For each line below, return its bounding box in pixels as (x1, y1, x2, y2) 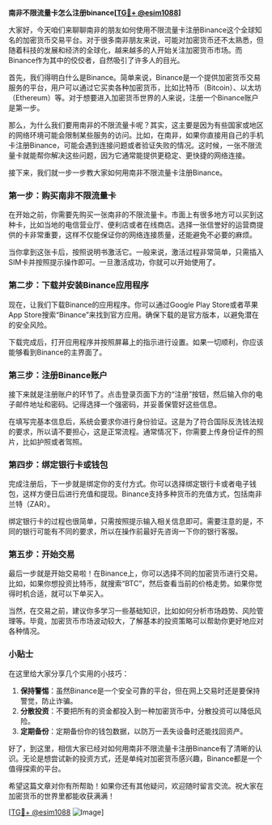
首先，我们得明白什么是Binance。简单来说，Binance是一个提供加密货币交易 (8, 73, 261, 82)
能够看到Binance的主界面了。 (8, 347, 107, 357)
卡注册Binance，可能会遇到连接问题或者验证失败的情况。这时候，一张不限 (8, 141, 256, 150)
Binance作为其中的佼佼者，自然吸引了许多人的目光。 (8, 56, 185, 65)
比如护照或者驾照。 (22, 436, 87, 446)
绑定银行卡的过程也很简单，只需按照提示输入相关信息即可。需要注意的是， (8, 517, 257, 526)
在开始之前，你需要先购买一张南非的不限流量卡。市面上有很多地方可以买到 (8, 210, 257, 219)
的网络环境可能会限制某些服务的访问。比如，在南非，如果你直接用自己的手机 (8, 130, 264, 140)
